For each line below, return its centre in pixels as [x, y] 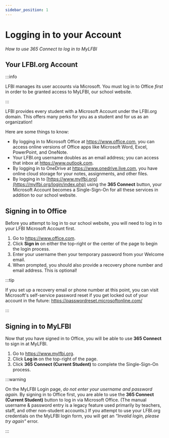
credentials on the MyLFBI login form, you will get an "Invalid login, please [82, 416]
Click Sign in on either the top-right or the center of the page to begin [85, 244]
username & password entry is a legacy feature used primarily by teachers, [83, 405]
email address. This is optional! [45, 271]
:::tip [10, 280]
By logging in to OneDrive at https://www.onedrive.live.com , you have [85, 168]
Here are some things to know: [37, 132]
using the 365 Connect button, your [125, 184]
